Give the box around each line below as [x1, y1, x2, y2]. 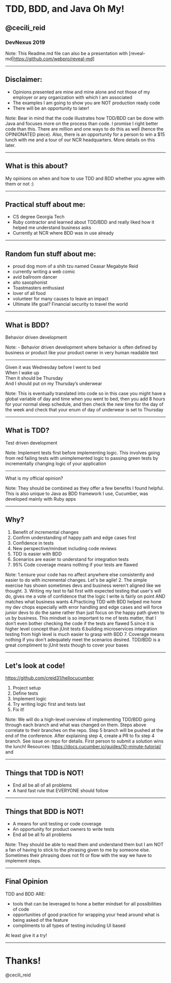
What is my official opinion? [5, 475, 64, 481]
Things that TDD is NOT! [5, 769, 84, 777]
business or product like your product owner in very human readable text [5, 349, 159, 355]
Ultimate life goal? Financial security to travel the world [12, 301, 128, 307]
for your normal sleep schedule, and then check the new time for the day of [5, 401, 164, 407]
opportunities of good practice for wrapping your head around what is [12, 912, 160, 918]
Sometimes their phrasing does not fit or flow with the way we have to [5, 852, 152, 858]
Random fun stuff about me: [5, 250, 96, 258]
